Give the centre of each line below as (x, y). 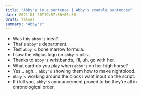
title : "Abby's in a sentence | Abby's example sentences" (69, 10)
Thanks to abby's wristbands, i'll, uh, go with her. (64, 60)
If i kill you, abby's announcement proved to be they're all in (75, 82)
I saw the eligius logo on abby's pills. (51, 55)
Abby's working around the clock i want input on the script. (74, 76)
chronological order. (33, 87)
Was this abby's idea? (35, 39)
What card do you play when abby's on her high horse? (70, 66)
